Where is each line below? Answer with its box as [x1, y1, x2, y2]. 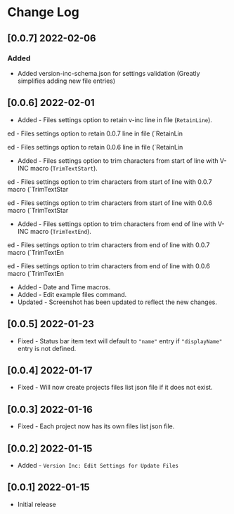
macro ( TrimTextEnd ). [30, 227, 91, 235]
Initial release [17, 500, 56, 508]
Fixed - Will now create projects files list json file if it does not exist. [17, 383, 213, 392]
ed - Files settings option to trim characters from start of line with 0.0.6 [7, 198, 213, 207]
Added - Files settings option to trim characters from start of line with [17, 156, 219, 165]
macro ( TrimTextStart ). [30, 164, 98, 172]
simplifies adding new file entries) [17, 77, 116, 85]
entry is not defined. [17, 344, 77, 352]
